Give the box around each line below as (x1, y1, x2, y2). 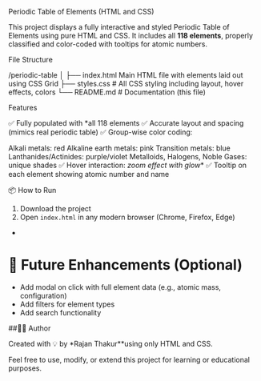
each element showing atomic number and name (8, 170, 170, 178)
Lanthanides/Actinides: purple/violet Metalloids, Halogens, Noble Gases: (8, 152, 247, 161)
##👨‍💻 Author (8, 323, 51, 333)
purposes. (8, 363, 42, 373)
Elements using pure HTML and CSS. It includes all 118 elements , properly (8, 31, 254, 40)
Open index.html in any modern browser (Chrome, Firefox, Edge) (19, 212, 235, 222)
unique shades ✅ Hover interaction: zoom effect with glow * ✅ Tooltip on (8, 160, 247, 170)
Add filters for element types (19, 299, 115, 309)
